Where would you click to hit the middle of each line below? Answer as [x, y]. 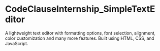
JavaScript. [17, 43]
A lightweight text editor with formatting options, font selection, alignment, [80, 33]
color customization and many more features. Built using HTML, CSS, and [80, 38]
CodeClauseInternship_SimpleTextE [80, 9]
